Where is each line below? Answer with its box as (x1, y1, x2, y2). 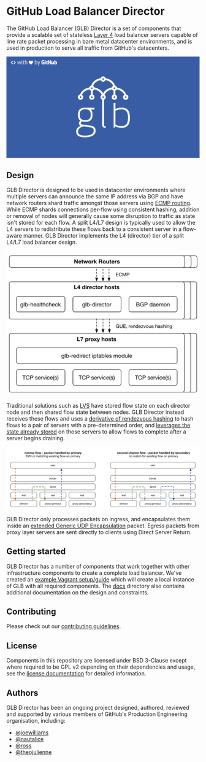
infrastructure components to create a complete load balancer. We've (6, 569, 182, 577)
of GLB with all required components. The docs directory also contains (6, 582, 185, 589)
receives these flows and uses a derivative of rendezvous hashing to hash (6, 415, 194, 422)
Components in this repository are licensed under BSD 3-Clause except (6, 657, 187, 664)
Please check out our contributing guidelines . (6, 623, 121, 630)
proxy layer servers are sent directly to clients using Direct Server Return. (6, 528, 192, 535)
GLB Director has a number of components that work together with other (6, 562, 190, 570)
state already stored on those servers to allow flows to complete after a (6, 428, 186, 435)
